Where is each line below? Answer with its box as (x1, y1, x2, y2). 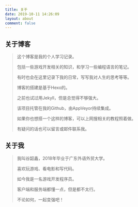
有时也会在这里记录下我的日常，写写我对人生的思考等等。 (16, 74, 132, 80)
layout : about (5, 16, 34, 21)
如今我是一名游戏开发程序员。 (16, 176, 77, 182)
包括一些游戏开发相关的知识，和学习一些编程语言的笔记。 (16, 64, 132, 70)
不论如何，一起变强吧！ (16, 196, 64, 202)
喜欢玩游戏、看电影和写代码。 (16, 166, 77, 172)
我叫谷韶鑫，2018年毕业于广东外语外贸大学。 (16, 155, 107, 161)
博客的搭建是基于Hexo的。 (16, 85, 70, 90)
